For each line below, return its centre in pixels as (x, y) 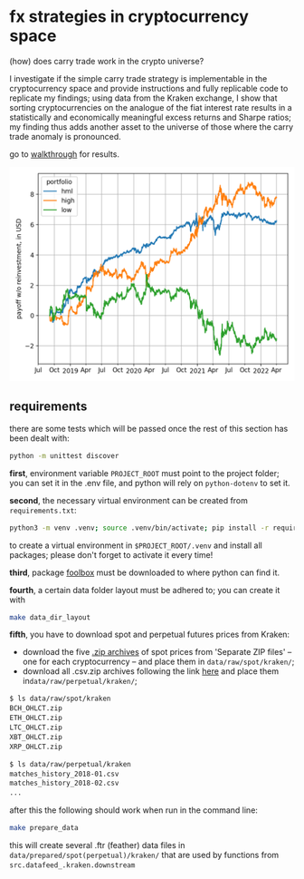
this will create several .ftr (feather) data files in (97, 845)
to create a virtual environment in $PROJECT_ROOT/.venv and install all (136, 545)
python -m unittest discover (64, 455)
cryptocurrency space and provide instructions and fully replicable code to (149, 88)
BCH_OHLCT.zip (36, 708)
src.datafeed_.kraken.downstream (72, 865)
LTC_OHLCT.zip (36, 728)
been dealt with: (39, 438)
